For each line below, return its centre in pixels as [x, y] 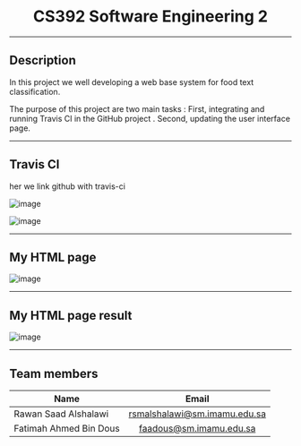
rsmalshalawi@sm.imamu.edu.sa [198, 414]
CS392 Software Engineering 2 [150, 17]
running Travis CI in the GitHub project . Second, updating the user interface [150, 118]
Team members [54, 373]
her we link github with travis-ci [67, 186]
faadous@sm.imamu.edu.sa [197, 429]
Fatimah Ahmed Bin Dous [67, 429]
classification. [35, 91]
